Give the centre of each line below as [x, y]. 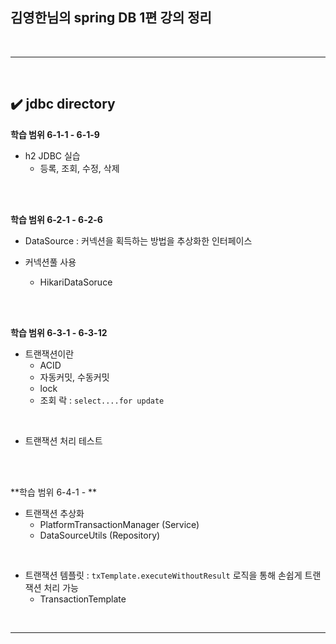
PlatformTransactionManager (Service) [119, 524]
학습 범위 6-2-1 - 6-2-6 [56, 219]
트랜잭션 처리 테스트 [63, 440]
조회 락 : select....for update [102, 400]
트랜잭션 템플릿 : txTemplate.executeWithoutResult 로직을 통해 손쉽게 [163, 575]
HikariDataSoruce [76, 282]
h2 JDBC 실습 [52, 155]
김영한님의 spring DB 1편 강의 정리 [111, 18]
